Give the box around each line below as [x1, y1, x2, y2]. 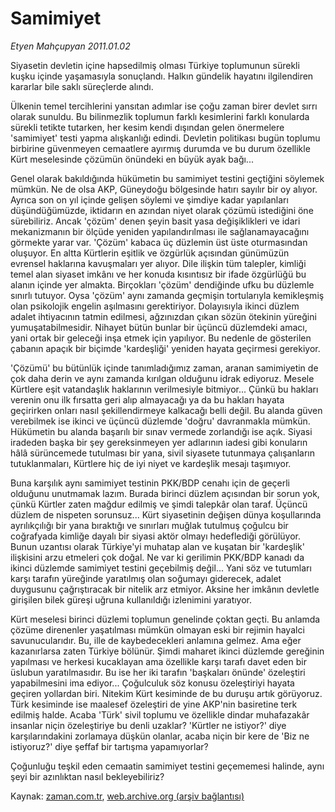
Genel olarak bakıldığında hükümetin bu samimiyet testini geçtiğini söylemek [10, 172, 325, 184]
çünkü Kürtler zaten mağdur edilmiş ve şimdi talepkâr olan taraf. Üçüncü [10, 498, 308, 510]
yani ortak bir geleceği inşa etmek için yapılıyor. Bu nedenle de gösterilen [10, 332, 312, 344]
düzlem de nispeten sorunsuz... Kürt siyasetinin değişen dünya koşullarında [10, 508, 322, 521]
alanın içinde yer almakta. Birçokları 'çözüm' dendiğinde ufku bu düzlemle [10, 278, 315, 291]
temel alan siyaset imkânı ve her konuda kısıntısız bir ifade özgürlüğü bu [10, 268, 307, 280]
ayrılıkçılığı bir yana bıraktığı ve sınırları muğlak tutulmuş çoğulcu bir [10, 519, 289, 531]
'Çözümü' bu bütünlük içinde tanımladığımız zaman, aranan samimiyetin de [10, 362, 319, 374]
